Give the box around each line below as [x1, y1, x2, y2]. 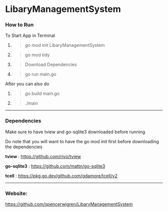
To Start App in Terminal [5, 32, 55, 38]
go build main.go [24, 91, 60, 97]
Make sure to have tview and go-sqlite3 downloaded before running [5, 129, 145, 135]
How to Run [5, 21, 34, 28]
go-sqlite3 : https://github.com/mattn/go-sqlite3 [5, 163, 105, 169]
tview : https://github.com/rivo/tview [5, 153, 81, 159]
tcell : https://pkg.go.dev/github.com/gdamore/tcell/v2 [5, 173, 117, 179]
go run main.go [24, 71, 56, 77]
